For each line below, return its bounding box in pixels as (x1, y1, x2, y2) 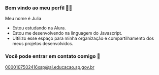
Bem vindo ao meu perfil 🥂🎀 (5, 4, 73, 11)
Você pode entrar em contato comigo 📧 (5, 53, 100, 60)
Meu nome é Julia (5, 16, 42, 22)
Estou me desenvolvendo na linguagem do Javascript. (12, 30, 123, 36)
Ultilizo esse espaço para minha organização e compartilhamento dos (12, 35, 154, 41)
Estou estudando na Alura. (12, 25, 66, 31)
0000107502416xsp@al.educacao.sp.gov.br (5, 64, 95, 70)
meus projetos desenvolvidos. (12, 41, 73, 47)
